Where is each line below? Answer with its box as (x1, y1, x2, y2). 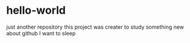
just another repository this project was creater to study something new (6, 23, 185, 30)
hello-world (6, 4, 66, 17)
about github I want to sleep (6, 29, 76, 36)
